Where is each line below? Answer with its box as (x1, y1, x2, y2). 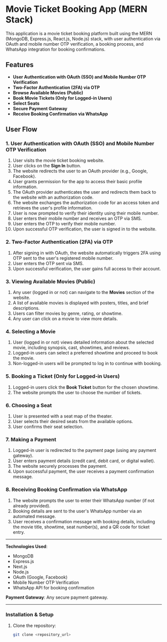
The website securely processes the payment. (12, 463, 108, 469)
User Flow (5, 125, 38, 134)
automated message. (12, 513, 56, 519)
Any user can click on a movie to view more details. (12, 316, 118, 322)
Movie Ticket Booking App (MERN (5, 3, 148, 15)
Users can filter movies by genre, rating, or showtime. (12, 310, 123, 316)
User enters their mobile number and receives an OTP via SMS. (12, 215, 142, 221)
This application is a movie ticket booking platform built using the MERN (5, 30, 153, 36)
